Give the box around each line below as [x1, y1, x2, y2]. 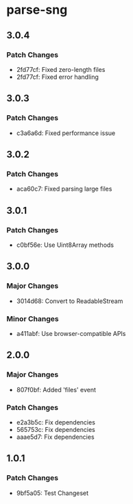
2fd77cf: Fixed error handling [16, 73, 99, 81]
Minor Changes [6, 314, 59, 324]
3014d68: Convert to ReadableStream [16, 297, 123, 305]
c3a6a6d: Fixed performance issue [16, 129, 116, 137]
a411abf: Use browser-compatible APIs [16, 329, 126, 337]
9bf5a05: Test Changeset [16, 489, 89, 497]
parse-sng [6, 2, 68, 18]
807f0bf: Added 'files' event [16, 385, 97, 394]
